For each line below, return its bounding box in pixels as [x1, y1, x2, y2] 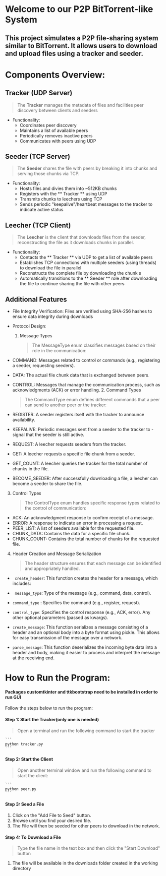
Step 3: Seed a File [5, 801, 45, 807]
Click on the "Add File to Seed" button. [12, 813, 91, 818]
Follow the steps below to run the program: [5, 705, 93, 711]
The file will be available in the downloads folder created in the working [12, 860, 158, 866]
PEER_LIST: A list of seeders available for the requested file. [12, 525, 135, 531]
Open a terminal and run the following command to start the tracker [17, 728, 155, 734]
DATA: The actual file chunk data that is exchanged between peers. [12, 372, 150, 378]
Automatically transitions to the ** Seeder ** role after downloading [19, 275, 158, 281]
